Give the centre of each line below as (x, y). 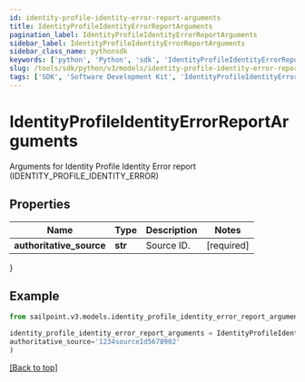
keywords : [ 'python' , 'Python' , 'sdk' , (85, 60)
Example (34, 296)
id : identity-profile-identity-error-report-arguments (115, 18)
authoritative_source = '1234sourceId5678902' (95, 342)
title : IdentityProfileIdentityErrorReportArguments (111, 26)
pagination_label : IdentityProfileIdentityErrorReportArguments (133, 34)
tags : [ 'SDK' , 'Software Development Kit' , (93, 77)
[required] (227, 245)
